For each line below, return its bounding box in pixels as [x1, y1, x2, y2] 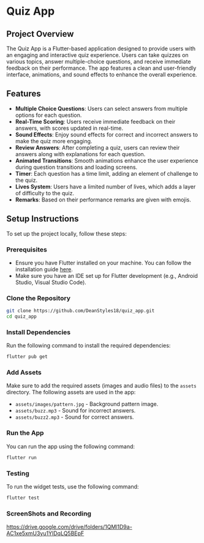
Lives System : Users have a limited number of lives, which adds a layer [15, 182, 196, 190]
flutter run [6, 454, 37, 460]
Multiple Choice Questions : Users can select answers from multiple [15, 105, 188, 112]
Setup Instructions [6, 214, 79, 224]
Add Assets [6, 369, 42, 377]
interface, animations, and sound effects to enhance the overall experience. [6, 71, 197, 78]
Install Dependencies [6, 328, 71, 336]
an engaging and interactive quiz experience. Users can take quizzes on [6, 51, 189, 59]
